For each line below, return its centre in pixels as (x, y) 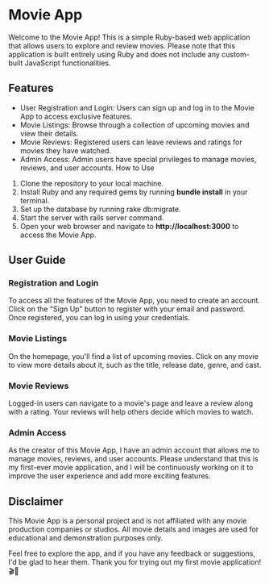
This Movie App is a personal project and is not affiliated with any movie (128, 521)
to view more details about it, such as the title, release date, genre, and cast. (135, 365)
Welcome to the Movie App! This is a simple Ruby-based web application (129, 37)
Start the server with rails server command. (92, 217)
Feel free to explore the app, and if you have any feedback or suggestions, (132, 553)
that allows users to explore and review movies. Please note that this (122, 45)
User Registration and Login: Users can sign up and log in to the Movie (137, 107)
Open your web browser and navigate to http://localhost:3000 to (129, 226)
